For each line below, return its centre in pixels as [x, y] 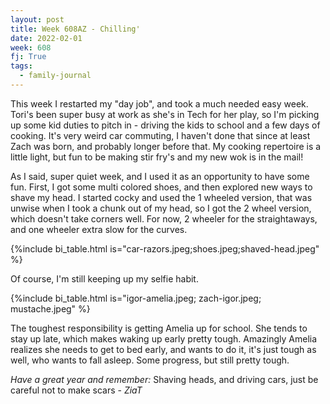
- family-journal [55, 76]
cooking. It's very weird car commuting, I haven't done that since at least [160, 135]
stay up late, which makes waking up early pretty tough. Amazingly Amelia [164, 338]
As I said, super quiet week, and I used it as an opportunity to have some [160, 176]
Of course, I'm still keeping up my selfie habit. [104, 278]
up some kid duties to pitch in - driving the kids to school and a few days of [165, 125]
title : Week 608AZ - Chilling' [75, 29]
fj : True [28, 57]
